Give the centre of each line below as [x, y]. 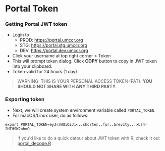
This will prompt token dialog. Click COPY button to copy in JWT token [84, 61]
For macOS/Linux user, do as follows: [50, 115]
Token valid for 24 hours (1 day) [45, 72]
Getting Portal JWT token [36, 24]
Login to [21, 35]
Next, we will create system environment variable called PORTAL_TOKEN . [84, 110]
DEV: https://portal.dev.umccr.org [54, 50]
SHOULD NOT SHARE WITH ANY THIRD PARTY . [67, 87]
